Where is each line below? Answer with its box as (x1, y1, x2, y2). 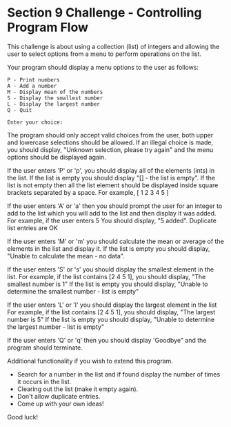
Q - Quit (7, 106, 32, 113)
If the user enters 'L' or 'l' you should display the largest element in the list (7, 301, 217, 309)
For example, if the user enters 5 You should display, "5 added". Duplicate (7, 216, 217, 225)
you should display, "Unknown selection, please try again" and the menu (7, 145, 214, 153)
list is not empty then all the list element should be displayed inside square (7, 181, 219, 189)
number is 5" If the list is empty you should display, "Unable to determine (7, 315, 215, 323)
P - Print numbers (7, 76, 60, 84)
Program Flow (7, 19, 88, 35)
